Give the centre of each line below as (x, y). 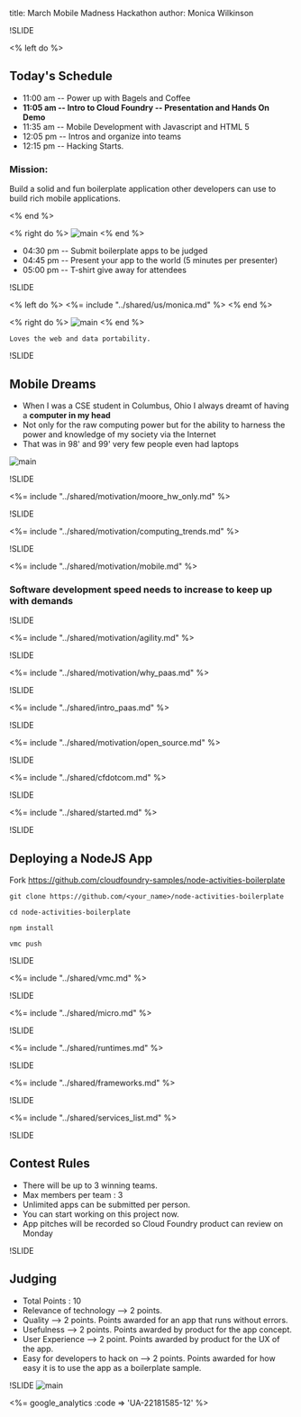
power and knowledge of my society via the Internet (119, 434)
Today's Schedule (61, 76)
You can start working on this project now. (101, 1214)
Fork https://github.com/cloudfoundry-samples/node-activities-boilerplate (147, 880)
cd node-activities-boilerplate (70, 913)
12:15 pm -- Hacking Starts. (73, 146)
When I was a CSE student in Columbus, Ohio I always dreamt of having (156, 406)
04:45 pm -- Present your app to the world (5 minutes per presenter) (150, 261)
